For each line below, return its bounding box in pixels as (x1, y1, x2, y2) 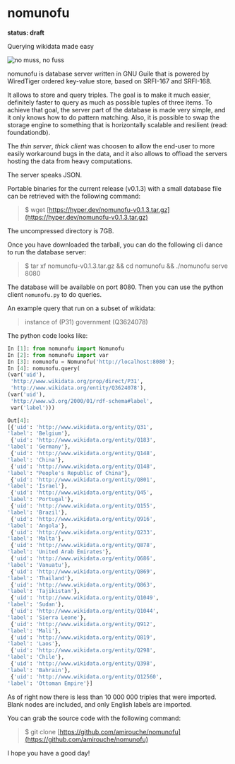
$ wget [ (24, 205, 49, 213)
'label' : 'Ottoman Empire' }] (7, 680, 93, 687)
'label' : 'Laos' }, (7, 640, 61, 647)
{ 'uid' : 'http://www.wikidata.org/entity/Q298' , (10, 647, 157, 654)
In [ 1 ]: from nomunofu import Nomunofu (7, 345, 125, 352)
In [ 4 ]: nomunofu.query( (7, 365, 80, 372)
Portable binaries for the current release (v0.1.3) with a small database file (7, 184, 222, 192)
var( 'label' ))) (10, 404, 55, 411)
